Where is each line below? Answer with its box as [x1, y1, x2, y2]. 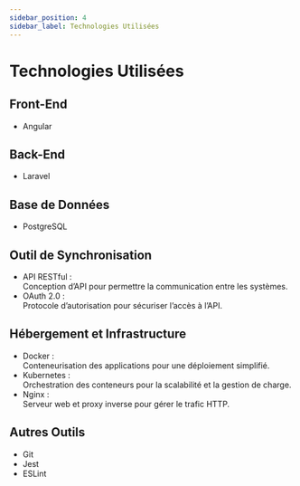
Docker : [22, 350, 55, 361]
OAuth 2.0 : [22, 291, 65, 301]
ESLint [22, 468, 47, 479]
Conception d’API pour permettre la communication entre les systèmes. [22, 281, 288, 291]
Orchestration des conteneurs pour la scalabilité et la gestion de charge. [22, 379, 292, 390]
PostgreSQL [22, 221, 68, 232]
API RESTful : [22, 271, 72, 281]
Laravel [22, 171, 51, 182]
